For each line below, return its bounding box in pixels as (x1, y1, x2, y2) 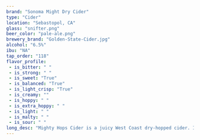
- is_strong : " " (8, 70, 52, 76)
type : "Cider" (6, 14, 42, 20)
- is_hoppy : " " (8, 97, 49, 103)
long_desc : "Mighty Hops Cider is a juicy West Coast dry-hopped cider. (6, 125, 190, 131)
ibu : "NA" (6, 48, 31, 54)
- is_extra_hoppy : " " (8, 102, 65, 109)
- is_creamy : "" (8, 92, 49, 98)
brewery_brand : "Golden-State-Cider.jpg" (6, 36, 111, 42)
